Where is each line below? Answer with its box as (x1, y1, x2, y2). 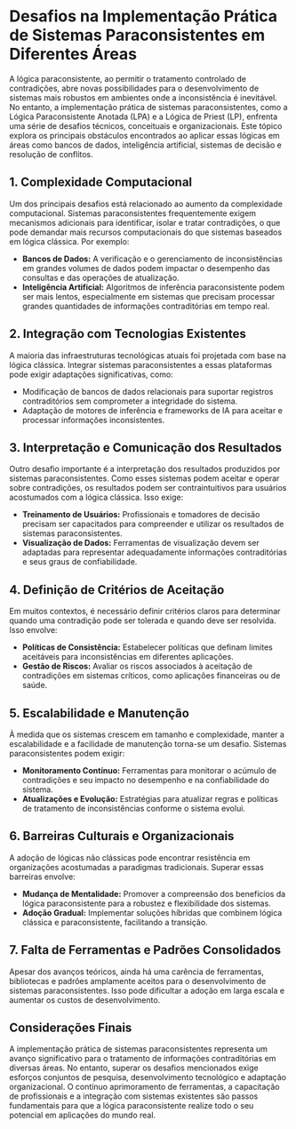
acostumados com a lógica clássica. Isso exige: (9, 492, 184, 503)
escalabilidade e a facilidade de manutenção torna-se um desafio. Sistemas (9, 739, 287, 749)
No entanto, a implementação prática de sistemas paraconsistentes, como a (9, 101, 288, 112)
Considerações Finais (9, 1021, 132, 1036)
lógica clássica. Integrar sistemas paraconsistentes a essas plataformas (9, 359, 273, 370)
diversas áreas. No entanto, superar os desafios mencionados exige (9, 1062, 260, 1073)
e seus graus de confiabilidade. (21, 556, 138, 567)
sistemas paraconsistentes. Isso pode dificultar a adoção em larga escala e (9, 985, 285, 996)
